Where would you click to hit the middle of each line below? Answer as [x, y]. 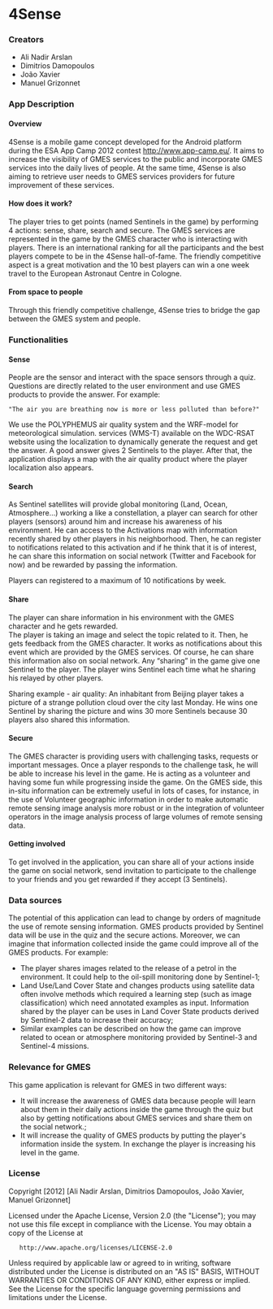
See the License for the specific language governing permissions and [125, 1289]
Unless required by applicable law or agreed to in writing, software [120, 1263]
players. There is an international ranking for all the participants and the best [136, 247]
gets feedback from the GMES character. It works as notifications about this [135, 643]
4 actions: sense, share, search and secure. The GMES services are [122, 230]
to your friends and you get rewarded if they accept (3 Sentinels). [118, 879]
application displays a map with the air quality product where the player [128, 459]
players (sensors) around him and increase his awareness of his [115, 522]
